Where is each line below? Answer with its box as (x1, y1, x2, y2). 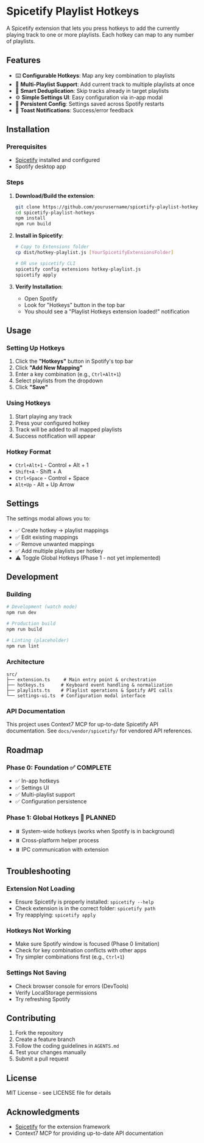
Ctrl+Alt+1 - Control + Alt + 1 (15, 461, 89, 469)
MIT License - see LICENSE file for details (6, 1089, 111, 1097)
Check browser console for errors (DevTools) (15, 982, 129, 990)
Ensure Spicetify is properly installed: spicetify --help (15, 898, 154, 905)
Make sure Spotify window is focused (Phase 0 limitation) (15, 940, 160, 948)
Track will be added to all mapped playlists (15, 426, 122, 433)
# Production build (6, 621, 56, 627)
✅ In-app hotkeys (15, 777, 60, 784)
